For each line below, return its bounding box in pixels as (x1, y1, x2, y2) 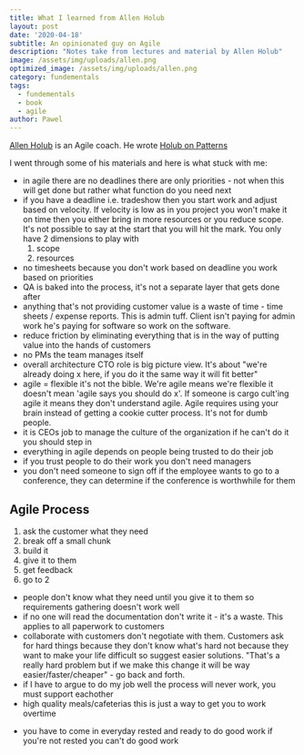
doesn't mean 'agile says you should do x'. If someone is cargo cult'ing (22, 388, 289, 399)
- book (17, 97, 43, 107)
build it (22, 545, 48, 556)
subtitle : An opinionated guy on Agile (9, 38, 161, 48)
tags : (9, 81, 30, 90)
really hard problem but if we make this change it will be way (22, 659, 250, 670)
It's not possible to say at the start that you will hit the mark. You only (22, 224, 282, 235)
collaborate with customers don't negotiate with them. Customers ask (22, 630, 284, 641)
